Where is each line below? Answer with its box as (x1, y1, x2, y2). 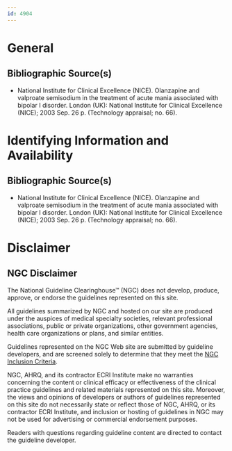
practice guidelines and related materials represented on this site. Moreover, (7, 385, 226, 393)
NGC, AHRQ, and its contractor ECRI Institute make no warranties (7, 370, 194, 379)
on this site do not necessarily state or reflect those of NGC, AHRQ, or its (7, 400, 215, 409)
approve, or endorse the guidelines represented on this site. (7, 293, 179, 302)
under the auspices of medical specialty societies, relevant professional (7, 314, 213, 322)
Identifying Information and (7, 133, 169, 148)
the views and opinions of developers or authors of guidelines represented (7, 393, 221, 401)
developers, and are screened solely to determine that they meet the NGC (7, 350, 219, 358)
